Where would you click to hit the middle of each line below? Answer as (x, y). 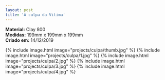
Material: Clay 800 (25, 29)
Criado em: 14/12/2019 (30, 40)
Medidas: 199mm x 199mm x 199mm (44, 35)
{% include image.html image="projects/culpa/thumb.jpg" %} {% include (83, 50)
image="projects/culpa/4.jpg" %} (41, 71)
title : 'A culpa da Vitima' (35, 15)
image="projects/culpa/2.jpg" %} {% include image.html (65, 61)
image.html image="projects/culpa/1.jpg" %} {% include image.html (77, 55)
